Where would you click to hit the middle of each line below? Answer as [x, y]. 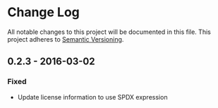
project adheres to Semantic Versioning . [66, 39]
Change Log [43, 12]
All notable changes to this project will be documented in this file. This [109, 32]
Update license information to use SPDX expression [92, 97]
